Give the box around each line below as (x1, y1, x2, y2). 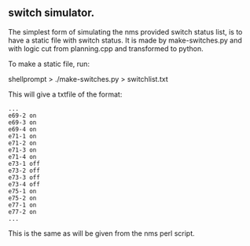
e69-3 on (8, 118, 37, 127)
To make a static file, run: (8, 59, 90, 68)
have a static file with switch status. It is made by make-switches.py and (8, 35, 242, 45)
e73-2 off (8, 167, 41, 174)
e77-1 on (8, 200, 37, 209)
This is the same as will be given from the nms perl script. (8, 228, 195, 238)
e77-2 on (8, 207, 37, 215)
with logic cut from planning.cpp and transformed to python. (8, 43, 204, 53)
